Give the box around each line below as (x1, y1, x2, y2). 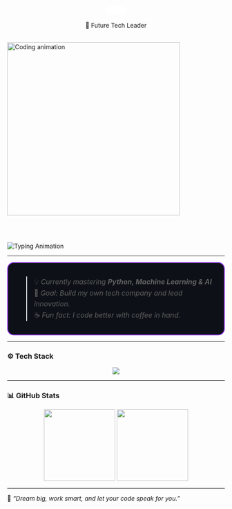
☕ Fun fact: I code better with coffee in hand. (34, 310, 181, 320)
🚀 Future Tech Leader (85, 21, 147, 30)
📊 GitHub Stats (7, 391, 60, 400)
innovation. (34, 299, 70, 309)
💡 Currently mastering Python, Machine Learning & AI (34, 277, 213, 287)
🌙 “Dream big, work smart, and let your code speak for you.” (7, 494, 181, 503)
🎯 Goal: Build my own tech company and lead (34, 288, 183, 298)
